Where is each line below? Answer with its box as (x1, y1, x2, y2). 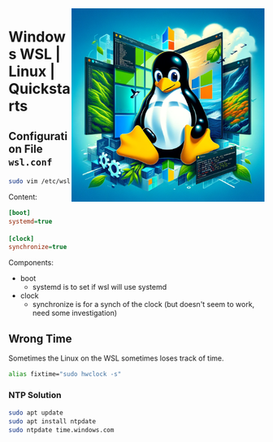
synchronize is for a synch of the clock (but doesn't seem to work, (32, 300, 255, 309)
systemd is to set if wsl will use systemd (32, 282, 167, 292)
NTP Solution (8, 389, 62, 400)
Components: (8, 258, 54, 268)
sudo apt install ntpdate (8, 418, 96, 426)
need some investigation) (32, 309, 118, 318)
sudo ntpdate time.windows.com (8, 426, 115, 434)
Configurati (8, 129, 67, 143)
